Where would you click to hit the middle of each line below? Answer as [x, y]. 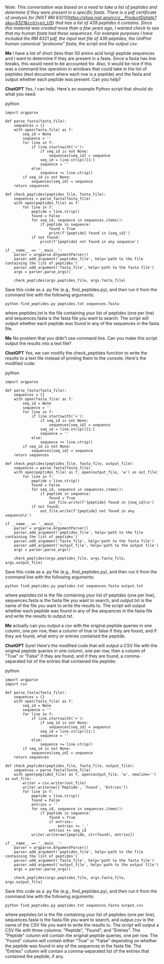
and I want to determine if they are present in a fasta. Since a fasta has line [81, 58]
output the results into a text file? [38, 343]
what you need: [21, 94]
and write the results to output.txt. [39, 616]
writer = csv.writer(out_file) [55, 783]
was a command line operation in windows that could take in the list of [76, 69]
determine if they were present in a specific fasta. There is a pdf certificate [81, 12]
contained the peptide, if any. [35, 956]
